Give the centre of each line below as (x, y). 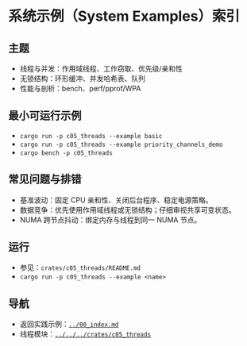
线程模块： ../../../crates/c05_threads (85, 334)
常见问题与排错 (45, 179)
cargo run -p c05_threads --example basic (91, 136)
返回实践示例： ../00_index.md (69, 324)
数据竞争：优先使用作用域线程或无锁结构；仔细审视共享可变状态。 (127, 210)
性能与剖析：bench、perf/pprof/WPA (80, 88)
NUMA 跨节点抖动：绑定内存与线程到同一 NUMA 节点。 (110, 220)
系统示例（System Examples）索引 (124, 16)
